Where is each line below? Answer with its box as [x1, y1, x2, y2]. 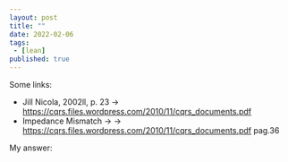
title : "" [9, 21, 47, 30]
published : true [9, 55, 70, 64]
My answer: [9, 142, 53, 153]
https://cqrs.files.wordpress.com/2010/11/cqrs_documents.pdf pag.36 [21, 125, 280, 135]
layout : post [9, 13, 58, 22]
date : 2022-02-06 [9, 30, 74, 38]
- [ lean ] [13, 47, 47, 55]
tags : [9, 38, 30, 47]
